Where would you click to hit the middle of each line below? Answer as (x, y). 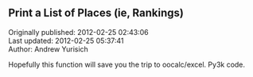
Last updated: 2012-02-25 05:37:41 (66, 40)
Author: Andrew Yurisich (49, 49)
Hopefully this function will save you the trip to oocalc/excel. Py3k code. (127, 64)
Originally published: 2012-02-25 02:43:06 (78, 32)
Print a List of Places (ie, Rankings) (96, 13)
